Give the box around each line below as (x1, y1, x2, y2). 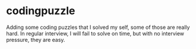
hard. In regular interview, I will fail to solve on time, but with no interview (6, 30, 185, 37)
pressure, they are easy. (6, 36, 65, 43)
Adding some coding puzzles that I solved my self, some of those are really (6, 24, 190, 31)
